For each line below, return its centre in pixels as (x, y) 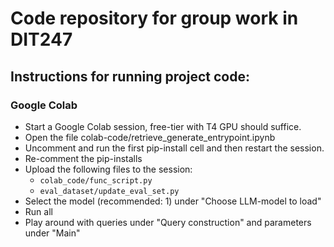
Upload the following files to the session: (108, 169)
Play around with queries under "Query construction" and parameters (168, 222)
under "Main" (52, 233)
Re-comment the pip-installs (83, 158)
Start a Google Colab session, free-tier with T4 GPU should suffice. (163, 126)
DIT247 (41, 39)
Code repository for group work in (154, 18)
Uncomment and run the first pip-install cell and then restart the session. (174, 148)
